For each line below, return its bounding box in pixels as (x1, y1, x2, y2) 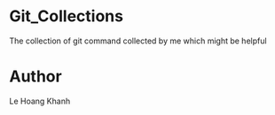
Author (9, 66, 62, 87)
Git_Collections (9, 6, 124, 27)
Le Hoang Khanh (9, 96, 71, 106)
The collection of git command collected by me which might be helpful (9, 35, 268, 46)
